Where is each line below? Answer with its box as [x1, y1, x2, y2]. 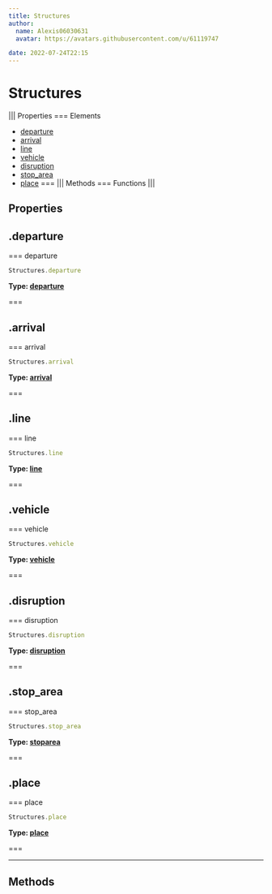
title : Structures [8, 11, 70, 20]
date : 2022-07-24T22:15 [8, 49, 89, 58]
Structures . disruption [8, 631, 85, 639]
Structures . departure [8, 267, 82, 275]
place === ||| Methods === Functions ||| [19, 178, 155, 188]
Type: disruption [8, 646, 66, 655]
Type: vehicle [8, 555, 55, 565]
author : [8, 19, 35, 28]
